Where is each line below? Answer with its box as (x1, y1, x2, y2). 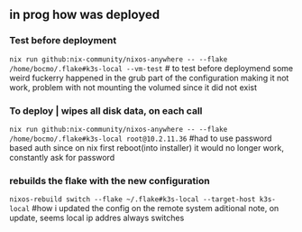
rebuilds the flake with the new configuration (9, 174, 210, 187)
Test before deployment (9, 34, 117, 47)
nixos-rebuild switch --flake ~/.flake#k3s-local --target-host (9, 195, 256, 204)
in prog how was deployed (9, 7, 160, 23)
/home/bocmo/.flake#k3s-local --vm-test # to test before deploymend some (9, 62, 294, 73)
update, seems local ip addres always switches (9, 212, 185, 224)
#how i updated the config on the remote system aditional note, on (31, 203, 279, 214)
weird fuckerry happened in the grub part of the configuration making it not (9, 72, 289, 83)
